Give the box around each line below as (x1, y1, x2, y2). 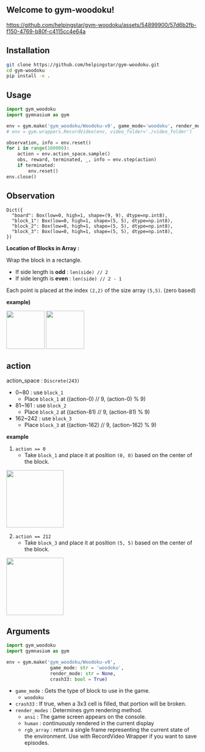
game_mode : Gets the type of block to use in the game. (15, 687, 151, 694)
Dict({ (6, 207, 23, 213)
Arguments (6, 626, 51, 636)
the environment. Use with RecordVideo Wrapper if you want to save (24, 732, 197, 740)
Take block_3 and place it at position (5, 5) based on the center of (24, 539, 193, 546)
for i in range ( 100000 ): (6, 145, 70, 152)
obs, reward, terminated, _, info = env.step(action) (17, 157, 157, 163)
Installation (6, 45, 50, 56)
